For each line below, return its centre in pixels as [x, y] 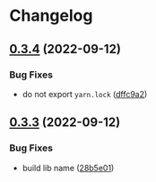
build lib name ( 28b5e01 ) [68, 168]
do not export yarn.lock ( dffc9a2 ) [85, 94]
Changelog [51, 16]
